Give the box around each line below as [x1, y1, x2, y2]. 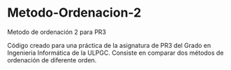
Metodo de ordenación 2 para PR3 [7, 28, 107, 36]
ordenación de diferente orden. [7, 55, 97, 64]
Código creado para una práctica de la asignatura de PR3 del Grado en [7, 41, 211, 49]
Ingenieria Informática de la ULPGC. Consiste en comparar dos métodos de [7, 49, 224, 57]
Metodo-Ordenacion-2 [7, 5, 142, 21]
